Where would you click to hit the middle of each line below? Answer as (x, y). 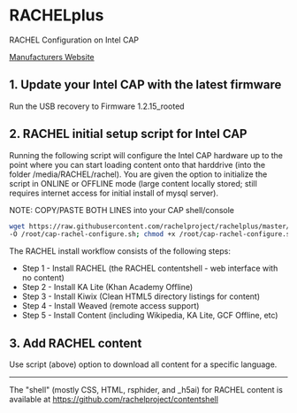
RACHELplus (57, 15)
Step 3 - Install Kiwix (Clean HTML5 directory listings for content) (141, 296)
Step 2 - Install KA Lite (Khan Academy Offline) (107, 287)
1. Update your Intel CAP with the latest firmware (145, 85)
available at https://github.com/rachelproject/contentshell (114, 400)
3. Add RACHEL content (76, 343)
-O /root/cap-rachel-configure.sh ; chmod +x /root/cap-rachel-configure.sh (152, 234)
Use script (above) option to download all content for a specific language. (143, 364)
